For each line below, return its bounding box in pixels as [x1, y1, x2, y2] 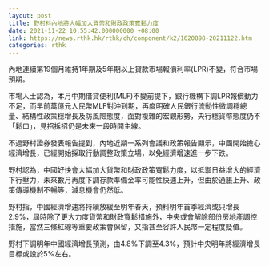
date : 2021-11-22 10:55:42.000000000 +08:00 [8, 26, 159, 34]
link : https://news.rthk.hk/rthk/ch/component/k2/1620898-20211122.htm [8, 34, 252, 42]
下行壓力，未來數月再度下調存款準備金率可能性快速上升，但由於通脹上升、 [8, 175, 254, 185]
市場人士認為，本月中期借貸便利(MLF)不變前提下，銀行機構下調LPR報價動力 [8, 91, 259, 101]
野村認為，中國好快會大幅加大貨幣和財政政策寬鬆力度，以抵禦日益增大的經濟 [8, 165, 261, 175]
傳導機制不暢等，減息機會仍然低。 [14, 185, 128, 195]
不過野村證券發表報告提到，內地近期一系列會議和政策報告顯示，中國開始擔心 [8, 138, 261, 148]
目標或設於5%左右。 [8, 249, 76, 259]
